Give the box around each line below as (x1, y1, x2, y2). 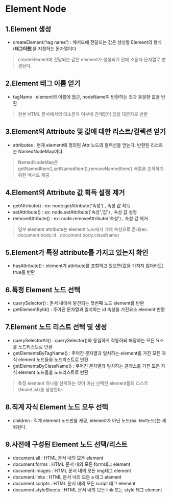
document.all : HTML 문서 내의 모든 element (12, 455, 104, 461)
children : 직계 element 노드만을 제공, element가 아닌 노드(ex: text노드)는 (12, 417, 161, 423)
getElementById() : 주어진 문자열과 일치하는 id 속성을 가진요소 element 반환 (12, 306, 165, 313)
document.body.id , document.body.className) (17, 232, 119, 238)
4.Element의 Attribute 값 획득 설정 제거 (5, 188, 125, 197)
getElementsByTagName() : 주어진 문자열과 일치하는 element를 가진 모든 (12, 350, 161, 356)
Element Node (5, 3, 66, 15)
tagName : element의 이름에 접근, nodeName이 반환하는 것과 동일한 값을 (12, 93, 160, 100)
